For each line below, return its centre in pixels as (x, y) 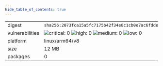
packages (19, 56)
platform (17, 40)
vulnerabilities (24, 33)
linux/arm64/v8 (62, 40)
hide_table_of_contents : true (36, 9)
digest (15, 25)
